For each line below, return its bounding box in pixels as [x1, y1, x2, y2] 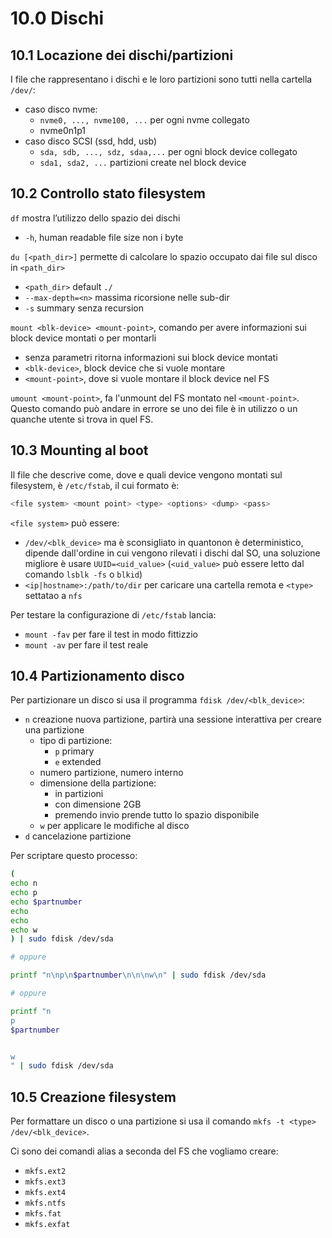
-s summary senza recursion [24, 302, 144, 314]
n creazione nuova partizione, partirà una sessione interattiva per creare [24, 713, 323, 726]
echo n [10, 878, 38, 889]
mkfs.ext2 [24, 1167, 67, 1177]
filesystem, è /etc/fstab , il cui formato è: [10, 479, 180, 491]
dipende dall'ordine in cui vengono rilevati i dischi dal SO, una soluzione [24, 547, 321, 559]
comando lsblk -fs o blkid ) [24, 568, 143, 580]
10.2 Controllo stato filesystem [10, 185, 206, 202]
